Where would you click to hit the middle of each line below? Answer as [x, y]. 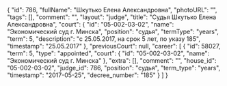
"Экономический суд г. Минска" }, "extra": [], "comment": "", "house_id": [112, 60]
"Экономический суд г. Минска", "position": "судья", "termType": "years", [113, 31]
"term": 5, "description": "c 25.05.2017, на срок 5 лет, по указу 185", [104, 39]
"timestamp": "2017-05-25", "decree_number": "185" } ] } [88, 75]
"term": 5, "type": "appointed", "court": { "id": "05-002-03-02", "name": [108, 53]
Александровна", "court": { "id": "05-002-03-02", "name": [91, 24]
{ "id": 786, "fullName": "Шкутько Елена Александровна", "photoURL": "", [112, 10]
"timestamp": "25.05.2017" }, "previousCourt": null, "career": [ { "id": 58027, [114, 46]
